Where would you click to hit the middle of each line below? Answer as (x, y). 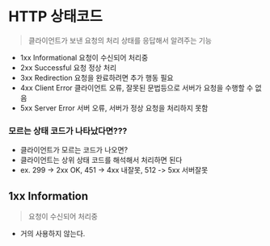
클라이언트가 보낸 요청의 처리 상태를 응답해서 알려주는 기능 (120, 40)
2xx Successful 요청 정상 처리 (68, 67)
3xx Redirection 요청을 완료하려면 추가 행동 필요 (97, 77)
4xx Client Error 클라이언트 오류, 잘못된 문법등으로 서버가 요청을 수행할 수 (137, 88)
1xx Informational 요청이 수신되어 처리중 (84, 57)
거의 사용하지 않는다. (53, 234)
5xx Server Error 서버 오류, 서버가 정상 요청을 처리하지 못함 (114, 108)
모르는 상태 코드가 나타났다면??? (68, 131)
